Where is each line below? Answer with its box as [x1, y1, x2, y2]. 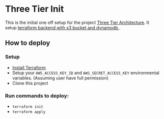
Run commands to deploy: [5, 92, 69, 99]
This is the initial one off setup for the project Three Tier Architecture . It [5, 20, 150, 25]
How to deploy [5, 39, 51, 47]
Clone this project [12, 80, 48, 86]
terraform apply [12, 109, 46, 114]
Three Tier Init [5, 3, 64, 15]
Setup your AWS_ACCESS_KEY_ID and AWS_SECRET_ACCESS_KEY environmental [12, 70, 160, 76]
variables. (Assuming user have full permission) [12, 75, 109, 81]
